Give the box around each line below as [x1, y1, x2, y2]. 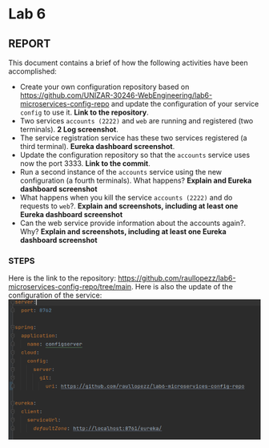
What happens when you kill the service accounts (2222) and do [19, 193, 233, 202]
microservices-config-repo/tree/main [8, 282, 132, 292]
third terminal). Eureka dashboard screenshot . [19, 142, 175, 151]
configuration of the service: [8, 290, 102, 301]
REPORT [8, 37, 51, 50]
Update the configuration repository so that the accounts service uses [19, 150, 251, 159]
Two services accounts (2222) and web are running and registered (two [19, 116, 254, 125]
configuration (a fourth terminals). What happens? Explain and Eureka [19, 176, 252, 185]
